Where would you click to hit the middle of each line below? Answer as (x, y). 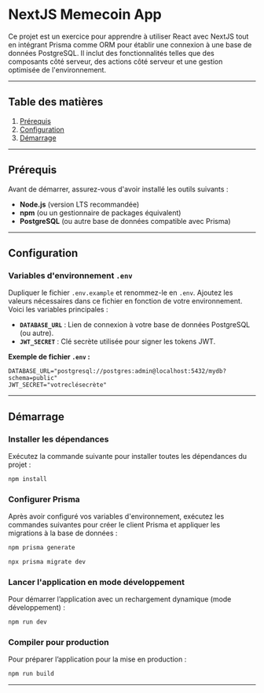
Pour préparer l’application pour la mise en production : (97, 659)
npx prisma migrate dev (47, 561)
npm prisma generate (42, 548)
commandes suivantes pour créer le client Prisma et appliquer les (114, 525)
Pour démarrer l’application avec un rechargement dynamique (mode (120, 599)
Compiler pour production (59, 642)
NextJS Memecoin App (85, 15)
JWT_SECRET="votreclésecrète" (58, 385)
